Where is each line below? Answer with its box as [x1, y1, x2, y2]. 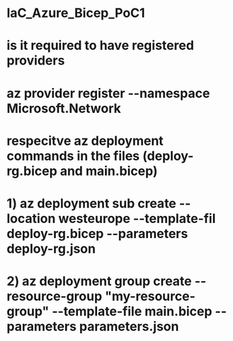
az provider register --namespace [6, 85, 210, 101]
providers [6, 53, 65, 69]
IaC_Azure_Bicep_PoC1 [6, 5, 146, 21]
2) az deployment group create [6, 274, 192, 289]
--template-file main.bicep [52, 303, 212, 320]
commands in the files [6, 148, 140, 164]
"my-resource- [104, 288, 195, 305]
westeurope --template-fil [58, 210, 216, 227]
